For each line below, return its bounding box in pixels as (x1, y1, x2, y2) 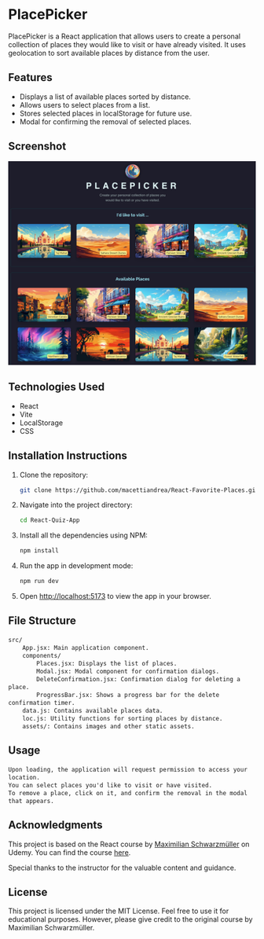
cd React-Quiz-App (19, 516, 80, 524)
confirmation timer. (8, 699, 76, 706)
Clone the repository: (19, 470, 89, 479)
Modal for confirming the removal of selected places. (19, 116, 192, 127)
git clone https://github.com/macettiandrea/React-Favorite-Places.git (19, 486, 259, 494)
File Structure (8, 614, 76, 628)
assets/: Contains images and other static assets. (22, 722, 195, 730)
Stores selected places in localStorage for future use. (19, 108, 192, 118)
